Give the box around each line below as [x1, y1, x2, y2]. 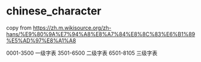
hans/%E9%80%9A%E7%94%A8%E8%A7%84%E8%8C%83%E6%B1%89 [6, 30, 196, 37]
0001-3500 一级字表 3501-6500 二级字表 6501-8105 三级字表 [6, 49, 158, 57]
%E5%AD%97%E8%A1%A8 [6, 37, 76, 44]
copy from [6, 24, 32, 31]
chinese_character [6, 4, 102, 18]
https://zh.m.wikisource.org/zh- [32, 24, 112, 31]
